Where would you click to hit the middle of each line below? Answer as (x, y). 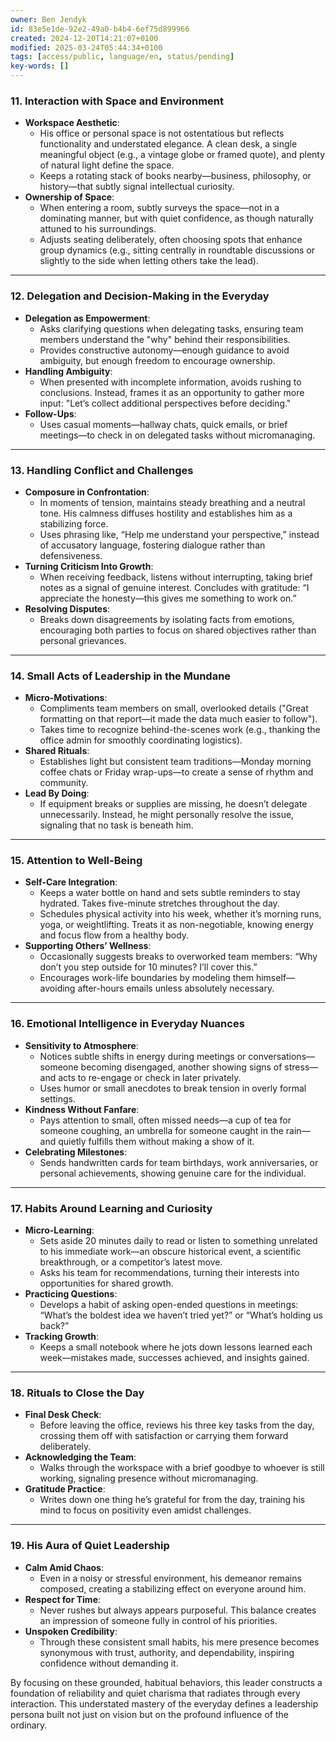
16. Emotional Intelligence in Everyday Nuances (127, 1024)
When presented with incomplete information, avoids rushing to (170, 382)
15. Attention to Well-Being (76, 861)
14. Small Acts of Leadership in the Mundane (121, 676)
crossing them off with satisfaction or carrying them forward (164, 1436)
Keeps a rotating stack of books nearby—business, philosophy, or (175, 176)
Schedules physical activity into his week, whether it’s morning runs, (180, 914)
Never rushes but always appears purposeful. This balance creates (178, 1610)
